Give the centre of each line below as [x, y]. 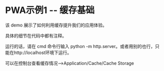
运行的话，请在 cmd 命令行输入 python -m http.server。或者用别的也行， [80, 46]
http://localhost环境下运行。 [42, 52]
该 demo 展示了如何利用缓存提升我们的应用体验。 [56, 25]
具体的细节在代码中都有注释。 [36, 35]
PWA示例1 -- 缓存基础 [50, 10]
